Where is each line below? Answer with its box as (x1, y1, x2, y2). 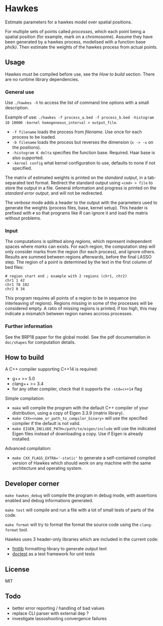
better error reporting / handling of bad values (12, 605, 105, 611)
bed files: (5, 264, 24, 270)
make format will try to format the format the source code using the (5, 522, 139, 527)
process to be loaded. (12, 134, 56, 140)
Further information (5, 323, 53, 330)
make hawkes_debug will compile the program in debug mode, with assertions (5, 492, 157, 498)
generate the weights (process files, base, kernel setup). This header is (5, 205, 148, 211)
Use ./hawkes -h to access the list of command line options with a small (5, 100, 149, 105)
